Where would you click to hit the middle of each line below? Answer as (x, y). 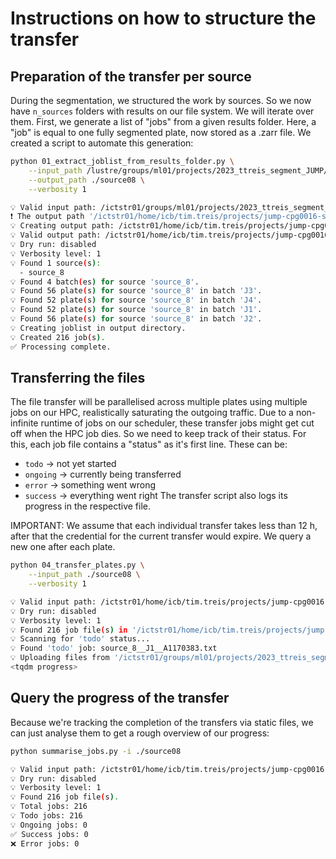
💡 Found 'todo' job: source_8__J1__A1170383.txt (114, 648)
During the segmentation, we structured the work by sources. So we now (161, 100)
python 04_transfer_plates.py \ (77, 565)
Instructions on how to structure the (163, 18)
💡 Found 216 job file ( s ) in (69, 630)
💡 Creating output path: (62, 226)
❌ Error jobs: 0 (45, 843)
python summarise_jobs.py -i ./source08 (96, 751)
